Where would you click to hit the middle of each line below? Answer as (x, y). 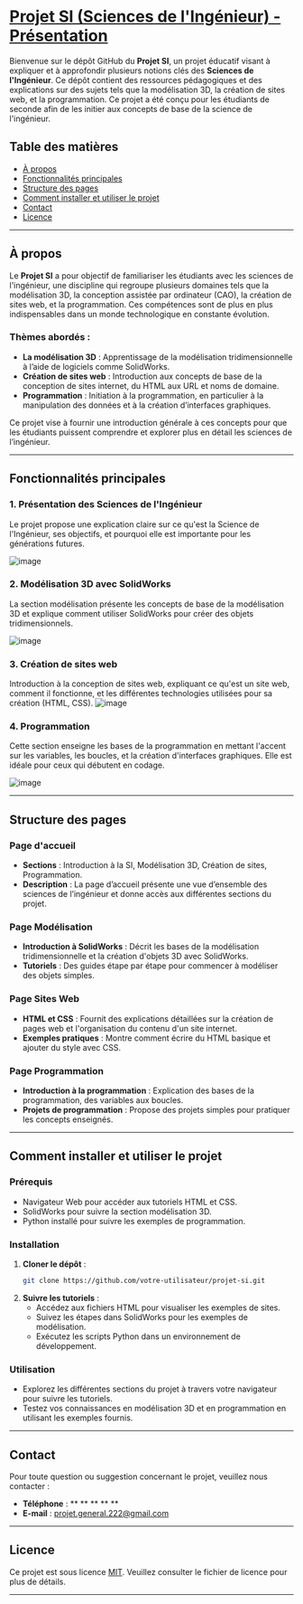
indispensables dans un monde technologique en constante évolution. (140, 314)
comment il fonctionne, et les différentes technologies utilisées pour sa (141, 693)
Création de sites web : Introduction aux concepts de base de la (142, 376)
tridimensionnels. (41, 623)
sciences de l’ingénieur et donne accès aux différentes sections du (147, 894)
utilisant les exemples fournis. (78, 1418)
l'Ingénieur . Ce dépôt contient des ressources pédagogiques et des (136, 80)
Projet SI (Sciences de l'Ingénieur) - (145, 17)
